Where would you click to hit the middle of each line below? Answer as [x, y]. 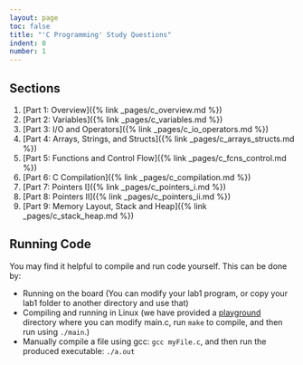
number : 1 [28, 52]
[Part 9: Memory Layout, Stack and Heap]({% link [115, 206]
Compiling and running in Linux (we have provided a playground [142, 312]
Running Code [51, 244]
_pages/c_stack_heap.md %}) [78, 216]
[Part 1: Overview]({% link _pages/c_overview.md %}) [123, 110]
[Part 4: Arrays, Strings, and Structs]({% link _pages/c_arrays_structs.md [158, 139]
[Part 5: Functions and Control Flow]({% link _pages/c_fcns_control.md [154, 158]
